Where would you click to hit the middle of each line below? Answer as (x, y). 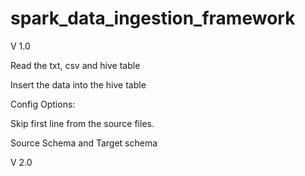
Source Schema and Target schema (84, 143)
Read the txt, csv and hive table (75, 65)
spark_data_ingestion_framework (153, 18)
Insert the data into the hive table (78, 84)
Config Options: (43, 104)
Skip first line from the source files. (82, 123)
